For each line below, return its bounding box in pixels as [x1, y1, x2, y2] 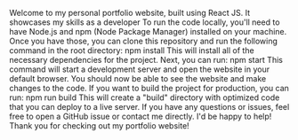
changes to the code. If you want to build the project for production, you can [9, 83, 289, 93]
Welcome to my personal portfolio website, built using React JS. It [9, 8, 251, 18]
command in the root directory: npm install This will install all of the [9, 45, 255, 56]
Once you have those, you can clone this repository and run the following [9, 35, 278, 46]
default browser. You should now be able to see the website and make [9, 74, 267, 83]
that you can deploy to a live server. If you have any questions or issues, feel [9, 102, 290, 112]
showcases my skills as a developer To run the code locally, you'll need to [9, 17, 280, 27]
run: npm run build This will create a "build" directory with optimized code [9, 92, 280, 103]
